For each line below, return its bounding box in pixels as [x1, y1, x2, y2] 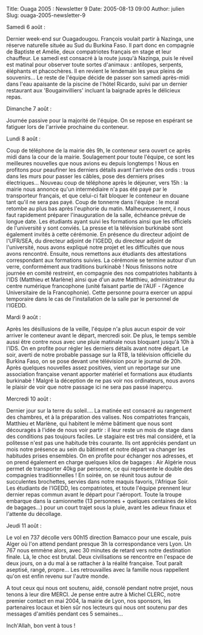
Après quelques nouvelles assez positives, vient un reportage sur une [6, 364, 181, 371]
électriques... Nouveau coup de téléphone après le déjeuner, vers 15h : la [6, 179, 188, 186]
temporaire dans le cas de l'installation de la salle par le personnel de [6, 295, 179, 303]
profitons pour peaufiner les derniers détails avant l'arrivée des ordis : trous [6, 166, 195, 173]
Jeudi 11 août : [6, 522, 42, 529]
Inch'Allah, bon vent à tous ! [6, 622, 76, 629]
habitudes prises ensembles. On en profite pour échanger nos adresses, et [6, 452, 194, 459]
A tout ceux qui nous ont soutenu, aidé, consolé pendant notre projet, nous [6, 585, 194, 591]
